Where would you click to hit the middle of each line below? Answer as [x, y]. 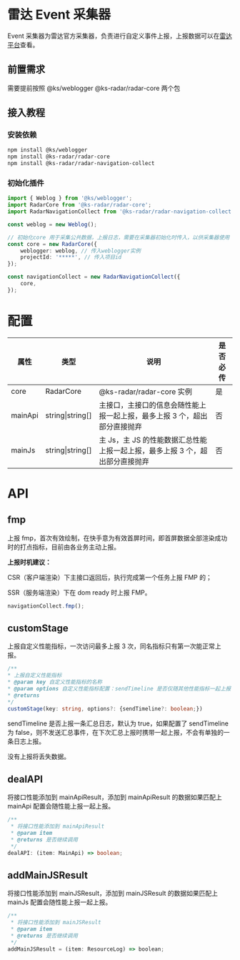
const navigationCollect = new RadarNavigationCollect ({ [94, 277]
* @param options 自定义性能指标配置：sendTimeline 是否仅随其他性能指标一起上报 [119, 689]
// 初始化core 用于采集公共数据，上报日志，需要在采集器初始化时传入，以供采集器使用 [119, 237]
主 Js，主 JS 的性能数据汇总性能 [153, 440]
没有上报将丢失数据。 [39, 756]
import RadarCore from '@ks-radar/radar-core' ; [80, 205]
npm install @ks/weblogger [47, 150]
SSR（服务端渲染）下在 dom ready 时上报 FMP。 [79, 592]
